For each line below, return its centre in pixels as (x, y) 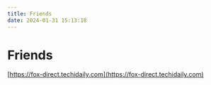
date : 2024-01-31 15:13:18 (47, 20)
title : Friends (30, 14)
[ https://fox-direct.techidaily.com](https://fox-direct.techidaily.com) (105, 74)
